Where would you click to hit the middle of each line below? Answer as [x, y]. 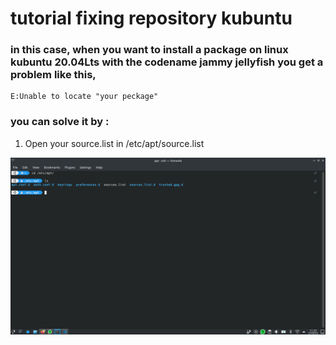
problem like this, [53, 75]
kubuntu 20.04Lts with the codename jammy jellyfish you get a [167, 62]
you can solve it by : [60, 122]
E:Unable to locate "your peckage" [84, 97]
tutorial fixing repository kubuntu [151, 18]
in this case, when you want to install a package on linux [149, 50]
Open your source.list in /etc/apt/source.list [114, 143]
